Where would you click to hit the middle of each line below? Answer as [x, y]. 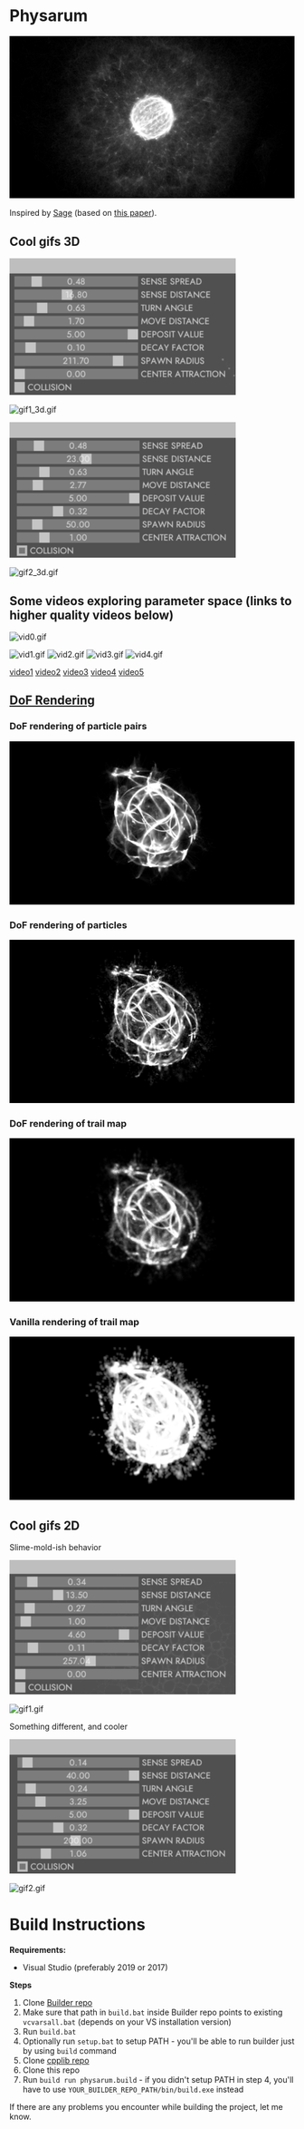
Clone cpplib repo [56, 2061]
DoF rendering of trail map [68, 1123]
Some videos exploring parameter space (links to [151, 601]
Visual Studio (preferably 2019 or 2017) [95, 1968]
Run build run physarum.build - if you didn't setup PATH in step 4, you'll [158, 2080]
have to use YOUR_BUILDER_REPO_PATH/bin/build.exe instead [133, 2090]
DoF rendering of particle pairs [78, 727]
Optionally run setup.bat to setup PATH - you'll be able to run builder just [158, 2041]
